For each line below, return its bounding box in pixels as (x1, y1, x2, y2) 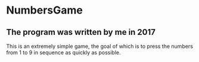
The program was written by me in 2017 (6, 27, 156, 37)
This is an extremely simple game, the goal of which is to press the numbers (6, 43, 194, 50)
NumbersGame (6, 4, 83, 17)
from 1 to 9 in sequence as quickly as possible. (6, 49, 121, 56)
